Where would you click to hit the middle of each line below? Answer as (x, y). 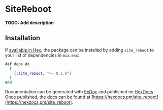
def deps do (17, 64)
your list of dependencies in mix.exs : (42, 55)
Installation (23, 38)
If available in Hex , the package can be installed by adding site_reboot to (80, 50)
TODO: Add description (30, 23)
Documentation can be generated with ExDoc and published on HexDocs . (80, 92)
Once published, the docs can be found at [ (49, 97)
